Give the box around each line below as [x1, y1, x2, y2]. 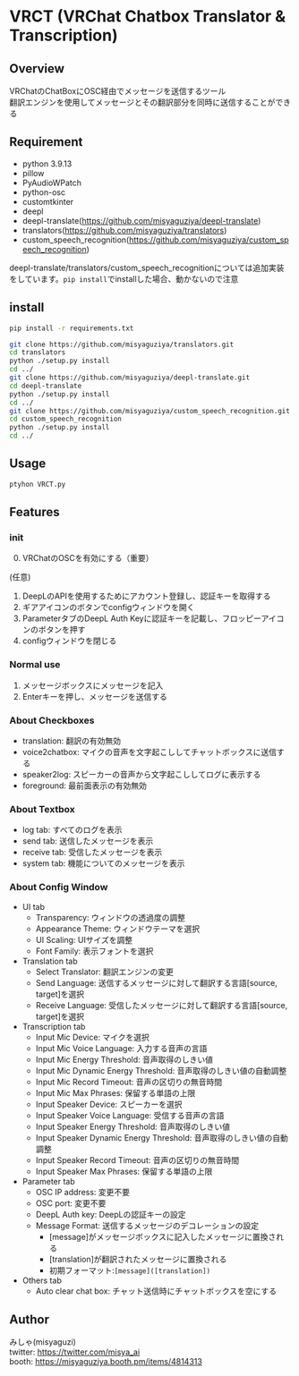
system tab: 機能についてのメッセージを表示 [21, 858, 185, 869]
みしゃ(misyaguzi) [9, 1337, 76, 1347]
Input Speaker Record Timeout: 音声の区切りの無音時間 [35, 1154, 240, 1165]
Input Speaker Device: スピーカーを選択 [35, 1099, 183, 1109]
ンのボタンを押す [21, 624, 86, 635]
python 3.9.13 [21, 158, 73, 169]
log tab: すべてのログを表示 [21, 825, 123, 836]
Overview [9, 61, 65, 76]
